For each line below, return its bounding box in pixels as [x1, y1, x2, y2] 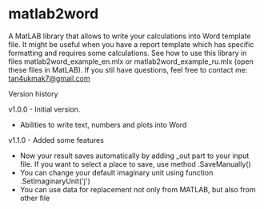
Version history [8, 89, 58, 98]
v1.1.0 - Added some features [8, 135, 104, 144]
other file [19, 193, 50, 203]
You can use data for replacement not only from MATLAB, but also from [19, 184, 256, 194]
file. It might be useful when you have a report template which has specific [8, 39, 254, 49]
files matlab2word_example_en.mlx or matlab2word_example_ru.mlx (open [8, 57, 254, 66]
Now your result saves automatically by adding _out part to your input [19, 151, 250, 160]
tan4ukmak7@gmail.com [8, 73, 90, 83]
